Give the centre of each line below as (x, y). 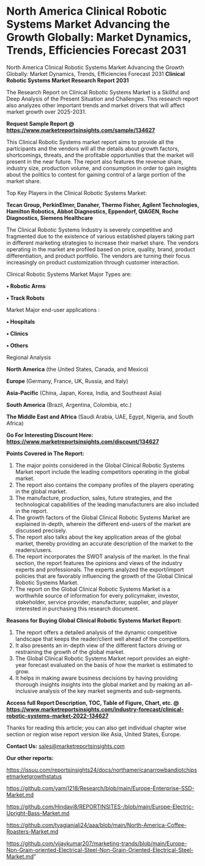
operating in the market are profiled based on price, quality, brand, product (101, 249)
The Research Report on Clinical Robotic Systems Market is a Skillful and (98, 92)
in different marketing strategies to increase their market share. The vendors (102, 243)
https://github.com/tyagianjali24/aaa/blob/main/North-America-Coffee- (96, 825)
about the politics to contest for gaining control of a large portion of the (96, 174)
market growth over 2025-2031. (47, 112)
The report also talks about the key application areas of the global (98, 537)
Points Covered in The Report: (45, 453)
